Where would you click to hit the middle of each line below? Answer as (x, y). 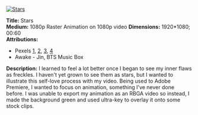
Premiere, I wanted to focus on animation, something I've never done (90, 87)
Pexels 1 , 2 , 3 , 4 (34, 51)
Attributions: (22, 39)
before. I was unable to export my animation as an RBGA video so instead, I (98, 93)
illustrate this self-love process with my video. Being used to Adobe (88, 81)
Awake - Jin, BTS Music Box (49, 57)
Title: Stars (20, 20)
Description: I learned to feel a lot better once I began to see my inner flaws (99, 68)
